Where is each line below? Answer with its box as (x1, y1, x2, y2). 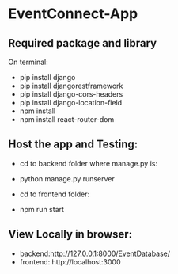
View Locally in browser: (8, 227, 133, 242)
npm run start (19, 204, 65, 214)
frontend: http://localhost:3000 (19, 257, 121, 266)
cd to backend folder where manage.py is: (19, 158, 158, 168)
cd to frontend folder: (19, 189, 89, 199)
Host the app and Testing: (8, 138, 138, 151)
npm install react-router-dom (19, 115, 115, 124)
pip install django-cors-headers (19, 89, 123, 99)
